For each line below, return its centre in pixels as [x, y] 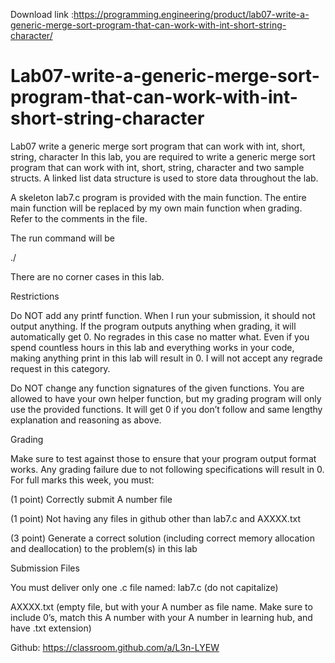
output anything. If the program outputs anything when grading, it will [153, 326]
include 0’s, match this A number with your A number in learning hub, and [161, 617]
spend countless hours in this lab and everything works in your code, [152, 347]
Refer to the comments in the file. [79, 218]
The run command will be [63, 238]
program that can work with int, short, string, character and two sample [157, 167]
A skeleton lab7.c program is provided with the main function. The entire [158, 197]
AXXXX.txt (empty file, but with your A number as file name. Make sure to [161, 606]
